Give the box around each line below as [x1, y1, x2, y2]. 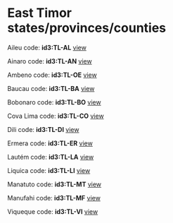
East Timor [7, 5, 72, 21]
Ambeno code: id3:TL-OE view [7, 71, 97, 79]
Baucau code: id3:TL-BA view [7, 84, 95, 92]
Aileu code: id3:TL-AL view [7, 43, 86, 52]
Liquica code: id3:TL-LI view [7, 166, 91, 174]
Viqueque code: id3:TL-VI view [7, 207, 98, 216]
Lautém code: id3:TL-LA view [7, 152, 94, 161]
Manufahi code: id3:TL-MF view [7, 193, 101, 202]
